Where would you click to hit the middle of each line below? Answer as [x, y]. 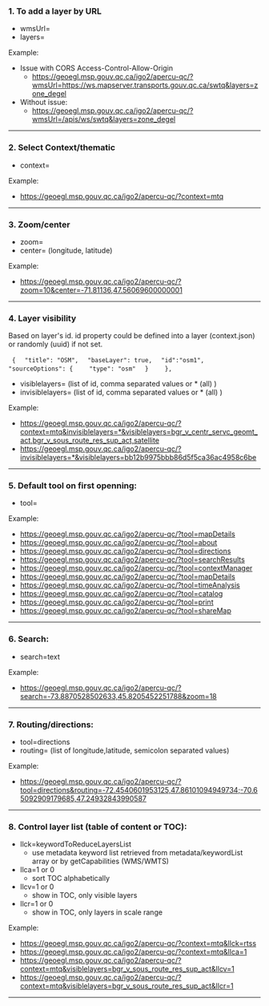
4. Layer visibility [42, 318]
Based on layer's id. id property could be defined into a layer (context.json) [132, 336]
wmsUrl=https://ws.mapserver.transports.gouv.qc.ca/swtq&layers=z [145, 85]
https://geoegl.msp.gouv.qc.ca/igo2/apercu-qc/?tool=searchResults [132, 560]
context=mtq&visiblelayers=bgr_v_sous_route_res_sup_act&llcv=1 [127, 969]
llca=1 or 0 [37, 870]
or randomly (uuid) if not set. [56, 344]
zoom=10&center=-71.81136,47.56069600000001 [101, 289]
